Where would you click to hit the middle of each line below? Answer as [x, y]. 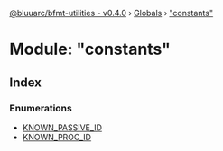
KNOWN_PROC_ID [57, 137]
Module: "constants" [90, 49]
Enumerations [41, 108]
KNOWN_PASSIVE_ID [62, 127]
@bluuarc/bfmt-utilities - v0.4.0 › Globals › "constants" [111, 13]
